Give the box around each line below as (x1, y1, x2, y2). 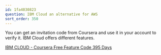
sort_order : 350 (5, 16, 38, 21)
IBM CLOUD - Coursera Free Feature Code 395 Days (5, 45, 112, 51)
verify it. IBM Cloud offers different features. (5, 35, 95, 41)
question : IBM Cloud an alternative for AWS (5, 12, 98, 17)
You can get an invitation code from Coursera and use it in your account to (5, 30, 157, 36)
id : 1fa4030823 (5, 7, 36, 12)
